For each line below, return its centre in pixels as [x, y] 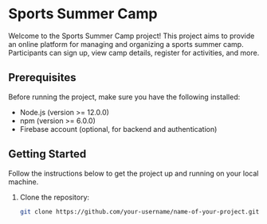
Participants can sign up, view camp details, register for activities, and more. [134, 52]
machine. [24, 182]
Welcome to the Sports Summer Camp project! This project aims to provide [132, 36]
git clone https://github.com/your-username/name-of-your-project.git [139, 211]
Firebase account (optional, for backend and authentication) [118, 129]
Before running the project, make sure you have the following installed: [124, 97]
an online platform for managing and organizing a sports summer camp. [126, 44]
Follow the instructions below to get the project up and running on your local [133, 173]
